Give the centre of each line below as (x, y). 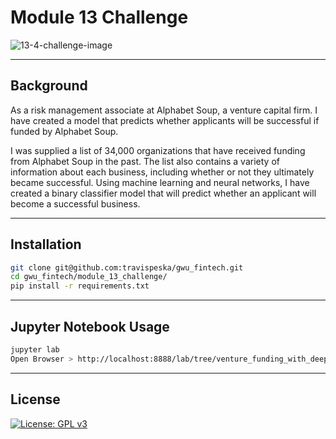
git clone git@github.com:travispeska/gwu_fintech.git (127, 267)
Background (49, 86)
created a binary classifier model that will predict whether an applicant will (163, 193)
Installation (46, 244)
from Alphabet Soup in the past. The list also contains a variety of (145, 161)
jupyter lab (35, 350)
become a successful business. (75, 203)
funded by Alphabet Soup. (64, 131)
